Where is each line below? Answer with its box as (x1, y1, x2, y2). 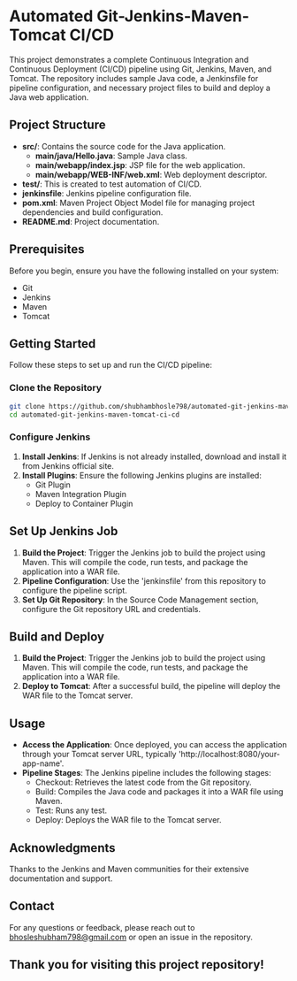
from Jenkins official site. (21, 460, 115, 471)
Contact (9, 899, 55, 914)
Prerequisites (9, 241, 85, 257)
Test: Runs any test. (34, 805, 108, 816)
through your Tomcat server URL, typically (21, 749, 177, 760)
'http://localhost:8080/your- (178, 749, 281, 760)
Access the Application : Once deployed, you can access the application (21, 740, 287, 750)
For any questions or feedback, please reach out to (9, 922, 195, 932)
